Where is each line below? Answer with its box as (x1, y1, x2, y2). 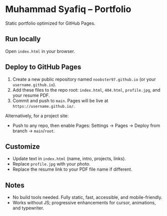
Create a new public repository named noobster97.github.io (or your (12, 76, 156, 82)
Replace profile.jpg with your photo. (12, 161, 91, 167)
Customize (5, 142, 40, 151)
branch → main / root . (12, 127, 55, 134)
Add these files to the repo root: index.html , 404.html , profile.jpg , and (12, 87, 160, 93)
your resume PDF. (12, 92, 50, 98)
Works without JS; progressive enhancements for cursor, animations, (12, 200, 156, 206)
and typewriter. (12, 205, 44, 211)
